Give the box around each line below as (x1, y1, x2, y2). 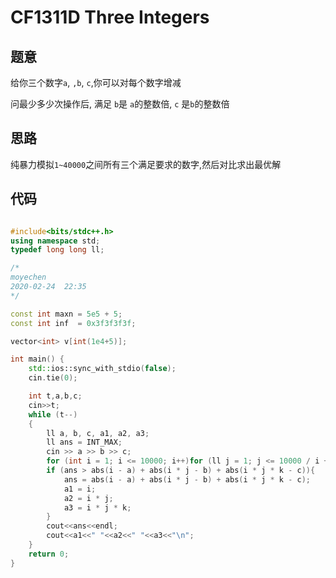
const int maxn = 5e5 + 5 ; (10, 309, 123, 319)
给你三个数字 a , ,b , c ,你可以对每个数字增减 (10, 77, 182, 88)
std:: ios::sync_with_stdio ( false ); (28, 364, 177, 374)
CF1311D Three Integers (10, 6, 210, 29)
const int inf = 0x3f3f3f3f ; (10, 318, 137, 328)
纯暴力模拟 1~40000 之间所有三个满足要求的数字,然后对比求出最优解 (10, 158, 282, 170)
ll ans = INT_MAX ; (46, 437, 123, 448)
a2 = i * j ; (63, 493, 114, 503)
